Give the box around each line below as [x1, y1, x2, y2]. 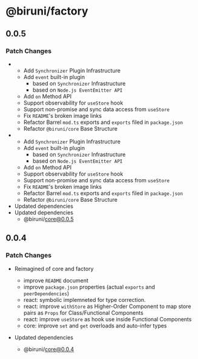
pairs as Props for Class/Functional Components [23, 309, 144, 316]
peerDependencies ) [23, 290, 70, 297]
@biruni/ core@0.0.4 [23, 345, 74, 353]
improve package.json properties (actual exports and [23, 283, 156, 290]
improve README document [23, 276, 89, 284]
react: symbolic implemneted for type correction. [23, 296, 146, 303]
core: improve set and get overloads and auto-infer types [23, 322, 167, 329]
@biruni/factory [5, 4, 88, 18]
